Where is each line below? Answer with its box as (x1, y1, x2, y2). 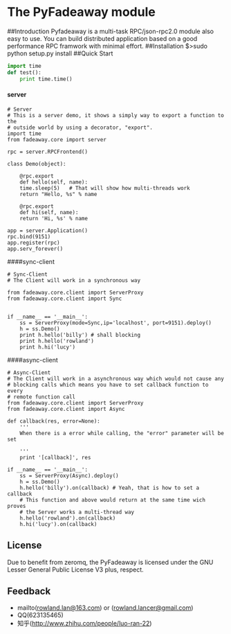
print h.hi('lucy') (19, 344, 76, 351)
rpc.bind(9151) (7, 233, 51, 240)
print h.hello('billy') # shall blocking (19, 331, 140, 338)
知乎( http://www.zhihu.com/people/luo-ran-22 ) (17, 619, 152, 628)
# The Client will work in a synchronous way (7, 276, 140, 284)
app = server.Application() (7, 227, 89, 234)
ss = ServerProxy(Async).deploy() (19, 472, 119, 479)
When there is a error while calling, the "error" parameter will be (19, 430, 225, 437)
